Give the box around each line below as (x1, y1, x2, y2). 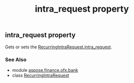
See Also (5, 56, 27, 63)
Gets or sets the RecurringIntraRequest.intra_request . (5, 44, 112, 50)
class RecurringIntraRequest (12, 72, 69, 78)
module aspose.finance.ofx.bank (12, 67, 78, 73)
